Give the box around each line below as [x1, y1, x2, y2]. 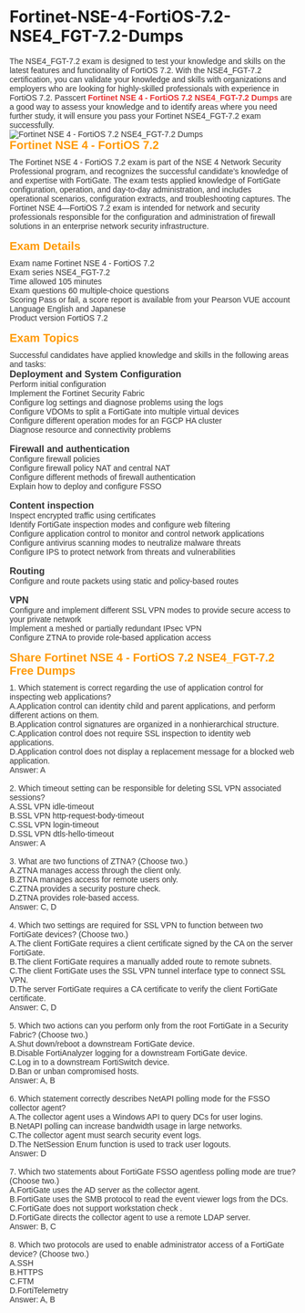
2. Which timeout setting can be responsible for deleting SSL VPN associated [9, 783, 282, 793]
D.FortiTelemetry [9, 1285, 68, 1296]
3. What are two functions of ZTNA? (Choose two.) [9, 856, 188, 867]
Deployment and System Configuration [9, 368, 182, 380]
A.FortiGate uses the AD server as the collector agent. [9, 1184, 200, 1195]
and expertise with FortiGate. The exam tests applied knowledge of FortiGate [9, 175, 280, 185]
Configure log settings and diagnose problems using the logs [9, 397, 224, 407]
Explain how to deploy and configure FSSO [9, 481, 162, 491]
